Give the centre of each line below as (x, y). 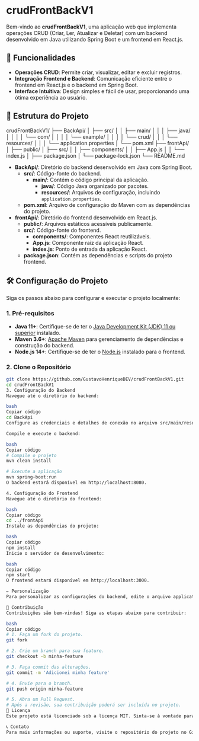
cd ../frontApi (25, 520)
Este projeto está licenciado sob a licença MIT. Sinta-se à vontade (94, 716)
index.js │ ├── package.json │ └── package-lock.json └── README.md (96, 155)
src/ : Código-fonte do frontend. (62, 230)
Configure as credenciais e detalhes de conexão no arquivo (82, 423)
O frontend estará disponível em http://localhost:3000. (78, 581)
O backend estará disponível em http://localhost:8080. (76, 483)
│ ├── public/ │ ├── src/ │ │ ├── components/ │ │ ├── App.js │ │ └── (95, 149)
